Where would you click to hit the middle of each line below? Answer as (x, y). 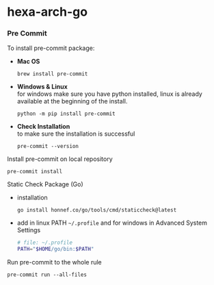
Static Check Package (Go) (45, 184)
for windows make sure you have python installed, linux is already (110, 94)
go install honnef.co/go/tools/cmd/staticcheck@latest (97, 210)
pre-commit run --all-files (47, 275)
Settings (29, 230)
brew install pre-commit (52, 74)
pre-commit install (35, 172)
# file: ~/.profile (45, 243)
